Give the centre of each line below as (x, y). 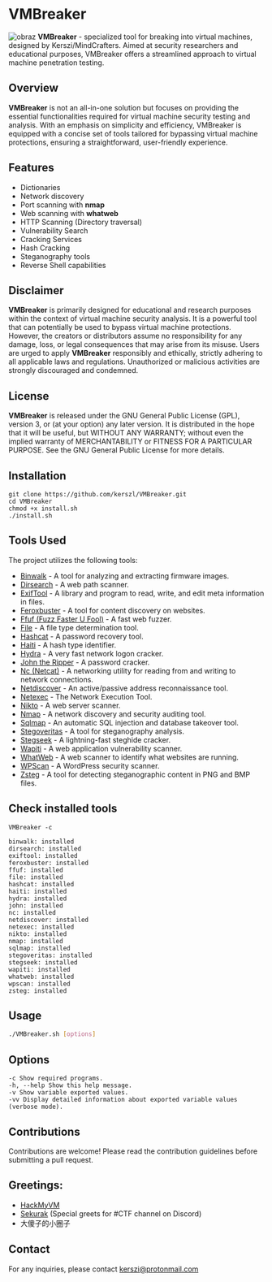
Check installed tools (63, 809)
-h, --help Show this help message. (70, 1085)
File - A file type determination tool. (80, 627)
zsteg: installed (38, 991)
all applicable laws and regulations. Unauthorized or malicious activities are (134, 362)
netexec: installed (41, 927)
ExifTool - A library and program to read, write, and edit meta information (142, 593)
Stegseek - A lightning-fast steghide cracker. (95, 739)
